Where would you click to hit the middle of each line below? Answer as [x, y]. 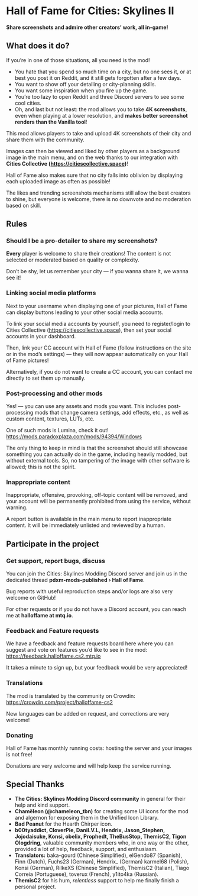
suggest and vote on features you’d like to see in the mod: [77, 650]
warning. [17, 507]
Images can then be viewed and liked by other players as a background [93, 151]
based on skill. [24, 205]
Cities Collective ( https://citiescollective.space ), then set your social [89, 330]
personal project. [35, 887]
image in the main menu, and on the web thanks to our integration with [92, 157]
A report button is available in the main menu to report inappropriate [89, 519]
